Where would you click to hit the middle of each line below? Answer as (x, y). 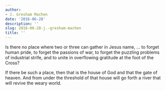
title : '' (15, 33)
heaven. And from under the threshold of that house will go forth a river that (83, 78)
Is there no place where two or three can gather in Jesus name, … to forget (82, 47)
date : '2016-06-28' (25, 19)
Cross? (12, 63)
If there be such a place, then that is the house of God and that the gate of (82, 72)
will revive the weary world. (33, 83)
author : (13, 10)
